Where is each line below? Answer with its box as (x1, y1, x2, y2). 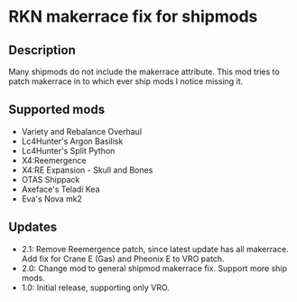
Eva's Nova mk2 (21, 193, 83, 204)
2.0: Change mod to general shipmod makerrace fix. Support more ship (21, 262, 288, 273)
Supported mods (8, 102, 106, 118)
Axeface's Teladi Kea (21, 184, 100, 194)
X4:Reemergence (21, 155, 87, 165)
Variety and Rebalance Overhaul (21, 126, 142, 137)
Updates (8, 220, 58, 235)
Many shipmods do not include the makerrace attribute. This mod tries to (8, 66, 281, 77)
